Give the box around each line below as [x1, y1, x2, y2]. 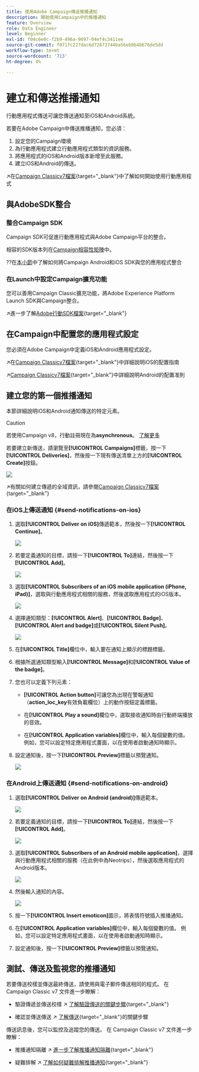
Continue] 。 [14, 528, 46, 535]
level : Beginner [6, 31, 46, 37]
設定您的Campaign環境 [14, 138, 71, 145]
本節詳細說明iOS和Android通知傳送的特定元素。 [6, 407, 123, 415]
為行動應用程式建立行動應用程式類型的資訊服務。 [14, 145, 135, 152]
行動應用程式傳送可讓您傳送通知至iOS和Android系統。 [6, 112, 138, 119]
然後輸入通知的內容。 [14, 888, 67, 895]
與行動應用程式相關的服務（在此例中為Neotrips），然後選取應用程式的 [14, 857, 185, 864]
